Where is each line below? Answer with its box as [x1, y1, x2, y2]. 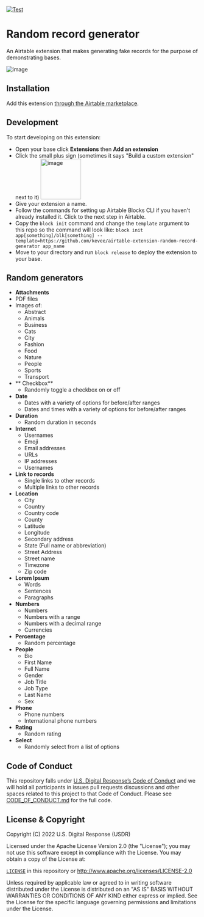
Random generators [6, 272, 83, 283]
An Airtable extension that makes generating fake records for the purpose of [6, 47, 198, 54]
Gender [24, 672, 44, 679]
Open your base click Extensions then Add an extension [15, 145, 158, 153]
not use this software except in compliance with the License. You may [6, 849, 181, 856]
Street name [24, 555, 55, 562]
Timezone [24, 561, 50, 569]
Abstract [24, 309, 46, 316]
